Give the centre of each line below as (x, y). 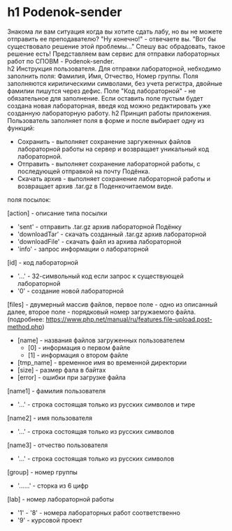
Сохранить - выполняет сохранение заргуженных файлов (104, 141)
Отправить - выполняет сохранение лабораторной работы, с (109, 163)
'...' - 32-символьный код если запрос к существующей (100, 276)
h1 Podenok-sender (65, 12)
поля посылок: (29, 199)
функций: (21, 128)
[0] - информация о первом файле (79, 347)
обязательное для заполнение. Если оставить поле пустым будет (105, 98)
